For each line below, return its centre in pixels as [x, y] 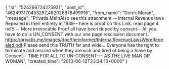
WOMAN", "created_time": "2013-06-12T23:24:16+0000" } [67, 61]
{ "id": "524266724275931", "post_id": [45, 7]
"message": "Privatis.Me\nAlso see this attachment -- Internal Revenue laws [85, 18]
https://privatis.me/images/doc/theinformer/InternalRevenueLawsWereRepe [84, 40]
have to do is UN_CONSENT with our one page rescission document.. [78, 34]
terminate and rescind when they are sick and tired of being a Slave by [79, 50]
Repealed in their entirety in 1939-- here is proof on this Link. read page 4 [82, 23]
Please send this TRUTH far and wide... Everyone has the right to [91, 45]
